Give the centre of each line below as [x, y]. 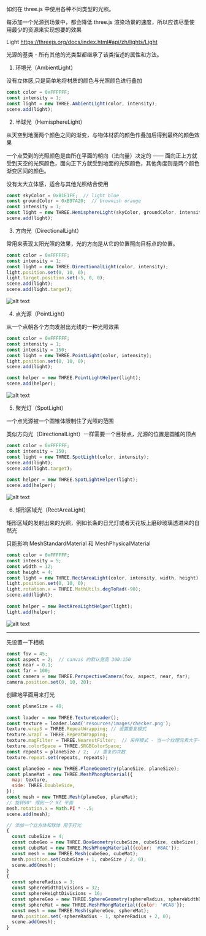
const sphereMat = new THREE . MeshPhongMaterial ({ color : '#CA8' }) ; [98, 905]
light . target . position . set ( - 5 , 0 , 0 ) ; [56, 278]
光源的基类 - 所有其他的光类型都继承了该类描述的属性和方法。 [84, 55]
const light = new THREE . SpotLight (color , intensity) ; [78, 457]
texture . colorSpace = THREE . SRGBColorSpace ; [64, 746]
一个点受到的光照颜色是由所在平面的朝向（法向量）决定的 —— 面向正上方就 [102, 156]
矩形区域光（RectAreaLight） [52, 510]
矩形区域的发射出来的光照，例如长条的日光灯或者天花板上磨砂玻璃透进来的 [100, 523]
